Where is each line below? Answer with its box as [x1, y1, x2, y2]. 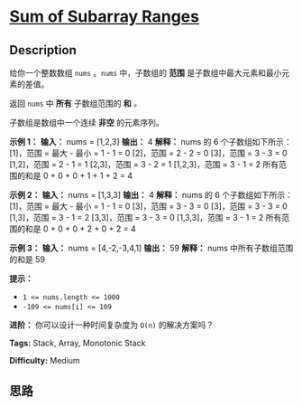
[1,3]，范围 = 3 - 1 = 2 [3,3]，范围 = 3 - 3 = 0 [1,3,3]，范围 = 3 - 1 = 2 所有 [9, 212, 282, 222]
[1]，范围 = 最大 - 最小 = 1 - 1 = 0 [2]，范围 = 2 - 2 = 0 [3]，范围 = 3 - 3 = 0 [9, 147, 288, 158]
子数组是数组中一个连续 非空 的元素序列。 [9, 118, 164, 127]
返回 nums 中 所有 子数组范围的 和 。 [9, 98, 142, 109]
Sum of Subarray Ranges [9, 6, 200, 27]
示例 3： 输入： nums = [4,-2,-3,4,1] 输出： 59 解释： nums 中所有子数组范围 [9, 242, 294, 253]
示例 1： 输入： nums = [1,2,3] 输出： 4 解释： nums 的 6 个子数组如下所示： [9, 137, 292, 146]
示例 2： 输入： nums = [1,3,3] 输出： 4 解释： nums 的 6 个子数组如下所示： [9, 190, 294, 200]
